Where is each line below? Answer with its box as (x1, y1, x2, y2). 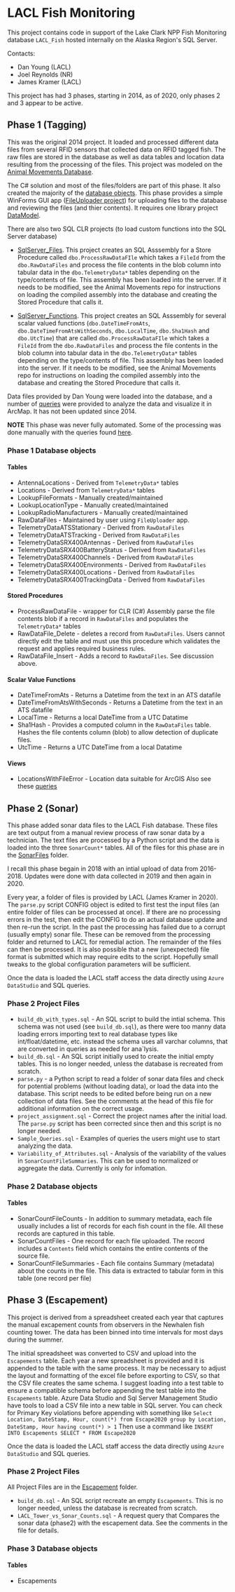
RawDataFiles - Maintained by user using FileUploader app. (17, 516, 190, 524)
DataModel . (7, 210, 41, 219)
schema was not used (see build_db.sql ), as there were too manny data (17, 1022, 226, 1031)
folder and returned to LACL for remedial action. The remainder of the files (7, 938, 222, 946)
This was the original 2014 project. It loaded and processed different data (7, 138, 219, 146)
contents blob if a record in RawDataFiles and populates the (17, 615, 189, 623)
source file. (17, 1251, 50, 1260)
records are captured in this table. (17, 1229, 115, 1238)
